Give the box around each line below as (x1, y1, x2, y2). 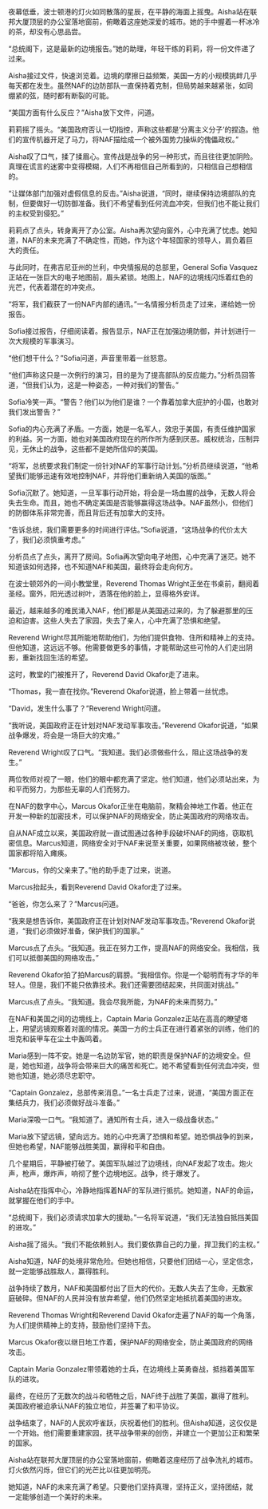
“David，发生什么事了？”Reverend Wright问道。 (8, 703, 165, 713)
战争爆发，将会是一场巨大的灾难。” (8, 731, 120, 740)
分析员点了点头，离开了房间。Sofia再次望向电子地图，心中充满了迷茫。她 (8, 552, 249, 561)
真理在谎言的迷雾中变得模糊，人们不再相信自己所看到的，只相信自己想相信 (8, 162, 253, 171)
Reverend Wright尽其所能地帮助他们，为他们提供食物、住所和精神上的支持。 (8, 633, 259, 642)
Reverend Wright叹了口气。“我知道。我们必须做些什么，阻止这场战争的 (8, 747, 242, 757)
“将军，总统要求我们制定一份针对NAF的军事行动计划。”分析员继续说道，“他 (8, 461, 252, 470)
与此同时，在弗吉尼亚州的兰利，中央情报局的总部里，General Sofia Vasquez (8, 263, 258, 271)
